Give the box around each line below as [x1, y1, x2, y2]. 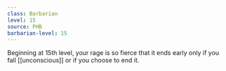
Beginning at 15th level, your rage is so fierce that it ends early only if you [7, 49, 220, 57]
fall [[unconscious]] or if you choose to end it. [7, 56, 140, 65]
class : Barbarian [7, 10, 58, 17]
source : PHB [7, 23, 42, 30]
